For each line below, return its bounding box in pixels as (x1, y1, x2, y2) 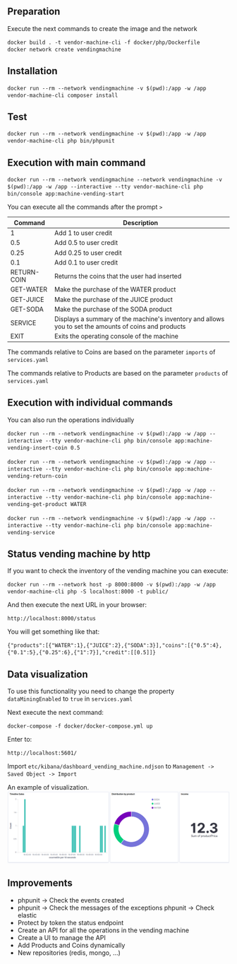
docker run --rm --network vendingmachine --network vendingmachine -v (7, 176, 222, 183)
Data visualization (7, 668, 88, 680)
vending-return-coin (7, 472, 68, 479)
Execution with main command (7, 157, 146, 169)
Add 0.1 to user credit (54, 258, 119, 267)
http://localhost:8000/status (7, 615, 97, 622)
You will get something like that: (7, 627, 100, 636)
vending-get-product (7, 500, 68, 507)
